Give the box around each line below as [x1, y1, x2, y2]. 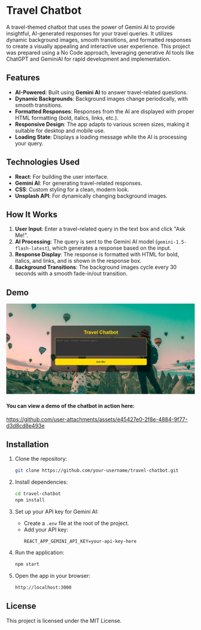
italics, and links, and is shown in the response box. [14, 257, 142, 265]
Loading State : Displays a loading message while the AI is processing [14, 133, 187, 140]
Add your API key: [23, 526, 69, 533]
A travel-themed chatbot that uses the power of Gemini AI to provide [6, 23, 175, 31]
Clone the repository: [14, 455, 68, 463]
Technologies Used [6, 157, 80, 167]
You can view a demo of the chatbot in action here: [6, 402, 135, 409]
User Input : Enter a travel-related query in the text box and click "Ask [14, 226, 185, 233]
